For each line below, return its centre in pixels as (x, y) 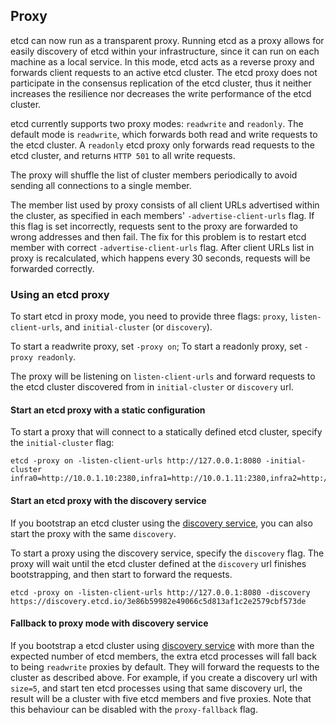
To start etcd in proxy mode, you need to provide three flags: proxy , (149, 316)
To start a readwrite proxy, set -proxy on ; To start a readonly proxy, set (156, 346)
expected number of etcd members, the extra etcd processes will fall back (164, 656)
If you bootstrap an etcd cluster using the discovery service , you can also (161, 523)
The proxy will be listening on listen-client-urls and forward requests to (163, 376)
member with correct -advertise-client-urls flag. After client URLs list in (162, 247)
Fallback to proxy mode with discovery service (109, 623)
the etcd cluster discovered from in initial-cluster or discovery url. (152, 387)
